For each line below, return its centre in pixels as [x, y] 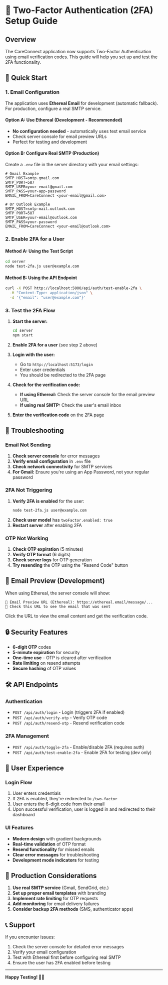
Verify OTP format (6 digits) [41, 555]
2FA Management [27, 736]
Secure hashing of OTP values [44, 668]
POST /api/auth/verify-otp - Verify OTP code [60, 718]
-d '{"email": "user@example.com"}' [48, 297]
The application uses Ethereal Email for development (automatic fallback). [82, 103]
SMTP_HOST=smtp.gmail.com [32, 178]
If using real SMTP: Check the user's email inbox [70, 405]
